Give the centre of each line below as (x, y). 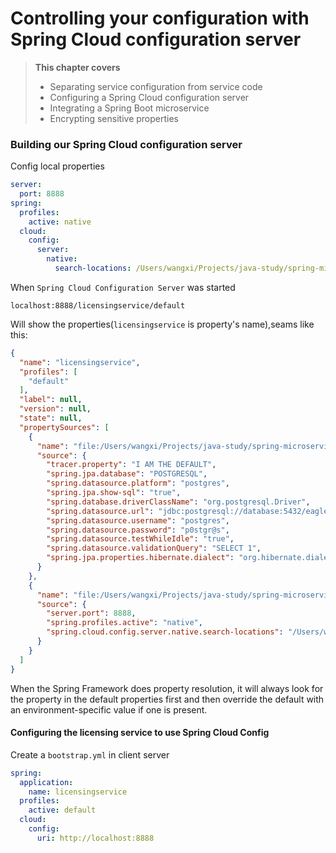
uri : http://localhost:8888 (95, 838)
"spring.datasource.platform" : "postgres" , (138, 483)
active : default (62, 810)
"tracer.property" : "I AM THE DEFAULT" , (131, 465)
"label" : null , (51, 400)
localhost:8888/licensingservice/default (98, 305)
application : (46, 782)
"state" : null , (51, 418)
